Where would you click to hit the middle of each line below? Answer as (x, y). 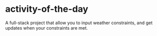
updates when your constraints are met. (47, 28)
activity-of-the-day (47, 9)
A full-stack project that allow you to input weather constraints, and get (79, 23)
